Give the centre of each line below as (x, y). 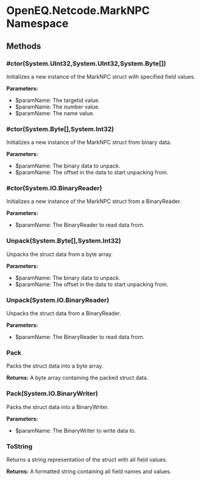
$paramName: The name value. (55, 113)
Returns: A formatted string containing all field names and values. (89, 471)
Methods (24, 46)
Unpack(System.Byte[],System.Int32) (64, 241)
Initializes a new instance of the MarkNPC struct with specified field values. (101, 76)
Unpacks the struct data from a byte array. (60, 254)
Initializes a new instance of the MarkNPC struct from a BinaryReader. (94, 201)
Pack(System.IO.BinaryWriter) (52, 394)
